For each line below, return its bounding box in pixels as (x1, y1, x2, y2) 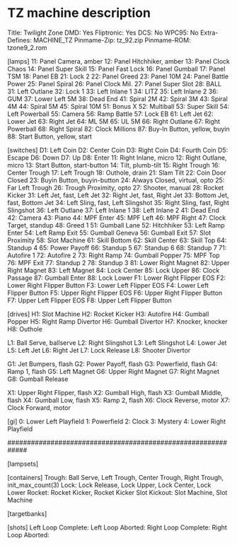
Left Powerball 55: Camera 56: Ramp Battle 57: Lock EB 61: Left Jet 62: (7, 110, 214, 118)
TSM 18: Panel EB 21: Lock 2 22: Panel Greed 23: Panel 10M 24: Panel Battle (7, 72, 229, 81)
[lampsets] (7, 459, 39, 468)
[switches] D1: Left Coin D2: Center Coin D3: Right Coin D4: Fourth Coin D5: (7, 146, 229, 154)
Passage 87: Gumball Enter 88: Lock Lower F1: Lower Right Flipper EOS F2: (7, 274, 226, 282)
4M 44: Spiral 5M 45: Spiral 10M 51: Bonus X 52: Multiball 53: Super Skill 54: (7, 102, 230, 110)
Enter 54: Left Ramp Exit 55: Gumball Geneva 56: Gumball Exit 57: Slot (7, 228, 212, 237)
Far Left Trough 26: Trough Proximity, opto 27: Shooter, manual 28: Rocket (7, 183, 224, 192)
